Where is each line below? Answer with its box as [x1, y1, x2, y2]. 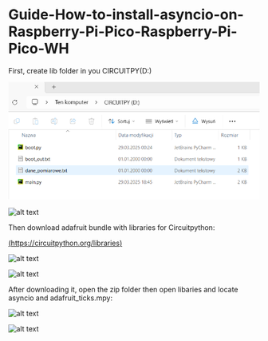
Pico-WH [8, 40, 69, 57]
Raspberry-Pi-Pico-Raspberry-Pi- [8, 22, 238, 41]
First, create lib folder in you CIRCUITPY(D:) [8, 65, 152, 75]
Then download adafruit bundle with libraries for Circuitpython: [8, 223, 215, 232]
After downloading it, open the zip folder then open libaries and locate [8, 285, 238, 295]
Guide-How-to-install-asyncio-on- [8, 6, 245, 24]
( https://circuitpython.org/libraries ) [8, 238, 123, 248]
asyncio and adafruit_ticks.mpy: [8, 293, 113, 303]
